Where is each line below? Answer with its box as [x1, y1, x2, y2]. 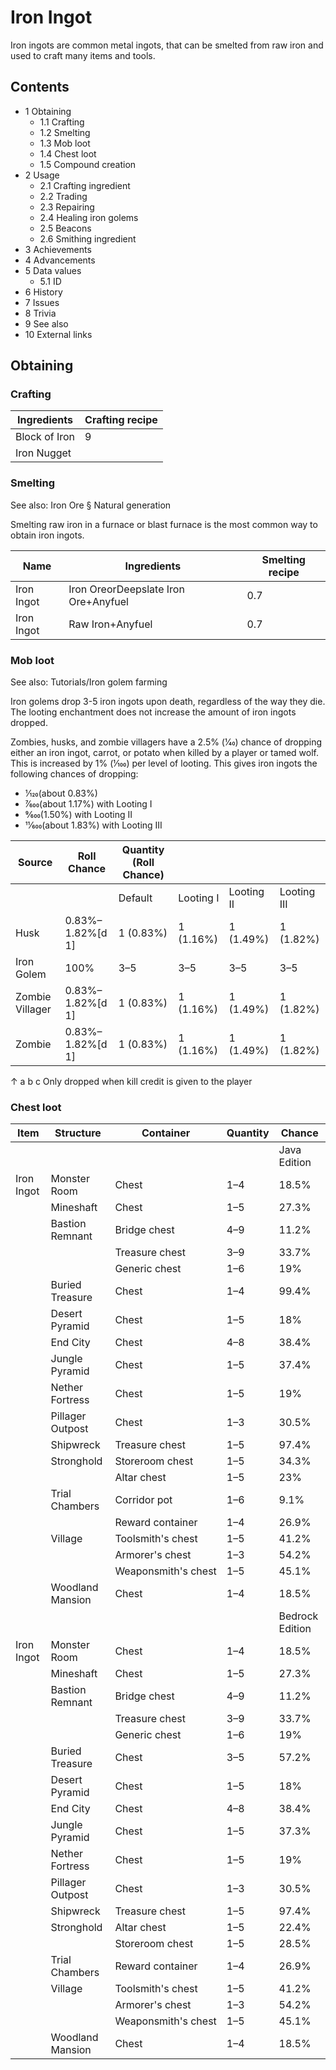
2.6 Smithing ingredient [39, 232, 137, 245]
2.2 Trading [39, 190, 88, 202]
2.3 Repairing [39, 201, 95, 213]
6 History [24, 286, 63, 298]
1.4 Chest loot [39, 147, 97, 160]
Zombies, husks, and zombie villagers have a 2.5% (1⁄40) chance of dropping [10, 736, 323, 748]
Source [18, 856, 53, 870]
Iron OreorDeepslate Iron [68, 582, 185, 596]
